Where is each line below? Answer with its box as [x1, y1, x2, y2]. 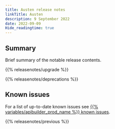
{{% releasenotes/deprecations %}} [5, 76, 78, 82]
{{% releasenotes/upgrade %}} [5, 66, 69, 72]
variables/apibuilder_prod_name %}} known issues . [5, 109, 111, 115]
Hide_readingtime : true [5, 26, 55, 31]
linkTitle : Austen [5, 12, 43, 17]
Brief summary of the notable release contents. [5, 57, 102, 63]
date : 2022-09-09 [5, 21, 41, 26]
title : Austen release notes [5, 7, 65, 12]
